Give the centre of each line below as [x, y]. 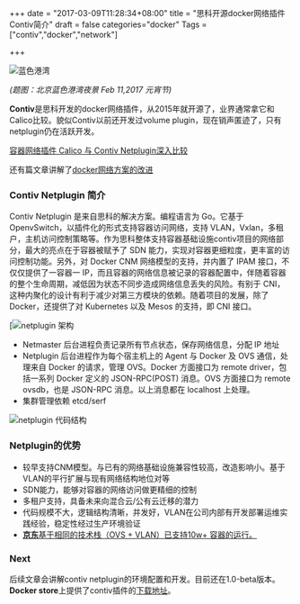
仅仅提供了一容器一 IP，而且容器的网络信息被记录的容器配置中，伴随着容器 [148, 273]
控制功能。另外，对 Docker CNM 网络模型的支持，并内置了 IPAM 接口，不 [153, 261]
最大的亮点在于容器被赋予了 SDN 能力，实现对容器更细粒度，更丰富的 [154, 250]
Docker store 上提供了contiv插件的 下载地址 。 [93, 590]
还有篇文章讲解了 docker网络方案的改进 [81, 170]
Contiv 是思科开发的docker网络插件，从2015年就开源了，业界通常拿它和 [142, 109]
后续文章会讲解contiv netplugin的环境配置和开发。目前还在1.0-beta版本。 [145, 579]
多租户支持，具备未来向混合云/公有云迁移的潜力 [110, 500]
